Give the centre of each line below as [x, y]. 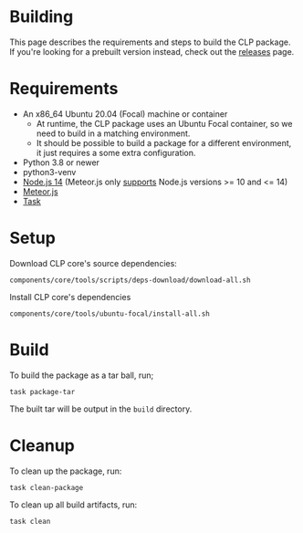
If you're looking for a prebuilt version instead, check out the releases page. [152, 51]
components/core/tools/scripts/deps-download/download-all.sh [130, 280]
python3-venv [49, 172]
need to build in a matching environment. [113, 133]
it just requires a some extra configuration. [116, 152]
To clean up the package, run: [66, 471]
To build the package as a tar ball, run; [82, 375]
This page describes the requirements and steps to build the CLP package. [150, 42]
